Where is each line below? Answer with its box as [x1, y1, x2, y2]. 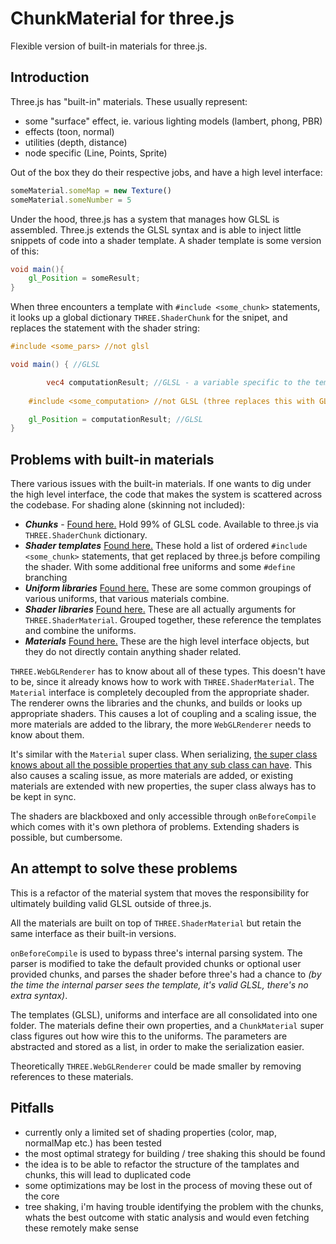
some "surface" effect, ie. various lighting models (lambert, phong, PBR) [24, 115, 323, 127]
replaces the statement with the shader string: [10, 322, 200, 334]
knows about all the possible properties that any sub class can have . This [10, 759, 313, 771]
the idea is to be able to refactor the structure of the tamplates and [24, 1158, 300, 1170]
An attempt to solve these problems [10, 860, 238, 877]
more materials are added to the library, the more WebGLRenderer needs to [10, 718, 312, 731]
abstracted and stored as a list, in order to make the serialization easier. [10, 1040, 305, 1052]
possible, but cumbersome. [10, 832, 123, 844]
